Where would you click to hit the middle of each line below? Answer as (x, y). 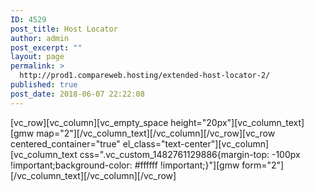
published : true (44, 85)
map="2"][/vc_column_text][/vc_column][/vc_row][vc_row (156, 133)
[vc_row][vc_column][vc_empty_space (89, 122)
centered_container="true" (65, 143)
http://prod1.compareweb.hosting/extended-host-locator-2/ (145, 76)
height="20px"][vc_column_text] (237, 122)
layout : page (37, 57)
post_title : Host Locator (64, 29)
